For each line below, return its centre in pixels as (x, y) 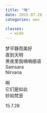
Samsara (15, 67)
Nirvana (14, 72)
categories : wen (22, 19)
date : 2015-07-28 (24, 15)
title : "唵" (18, 10)
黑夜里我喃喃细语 (23, 61)
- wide (17, 34)
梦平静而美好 (19, 48)
